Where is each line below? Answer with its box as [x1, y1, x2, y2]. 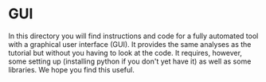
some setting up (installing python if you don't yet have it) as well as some [8, 57, 252, 66]
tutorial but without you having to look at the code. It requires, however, [8, 48, 243, 57]
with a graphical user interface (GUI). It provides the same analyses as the [8, 39, 252, 49]
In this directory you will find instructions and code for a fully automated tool [8, 31, 259, 41]
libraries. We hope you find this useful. [8, 64, 135, 74]
